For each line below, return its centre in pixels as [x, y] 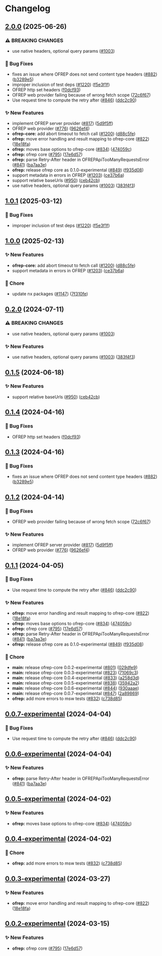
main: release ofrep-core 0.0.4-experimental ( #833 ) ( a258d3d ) [76, 678]
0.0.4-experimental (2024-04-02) [58, 839]
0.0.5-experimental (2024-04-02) [58, 799]
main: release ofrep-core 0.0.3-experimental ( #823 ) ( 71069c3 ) [75, 673]
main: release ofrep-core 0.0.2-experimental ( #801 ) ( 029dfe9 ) [75, 668]
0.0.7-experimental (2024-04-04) [58, 714]
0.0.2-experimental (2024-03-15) [57, 924]
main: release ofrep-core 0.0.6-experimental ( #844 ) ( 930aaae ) [76, 688]
